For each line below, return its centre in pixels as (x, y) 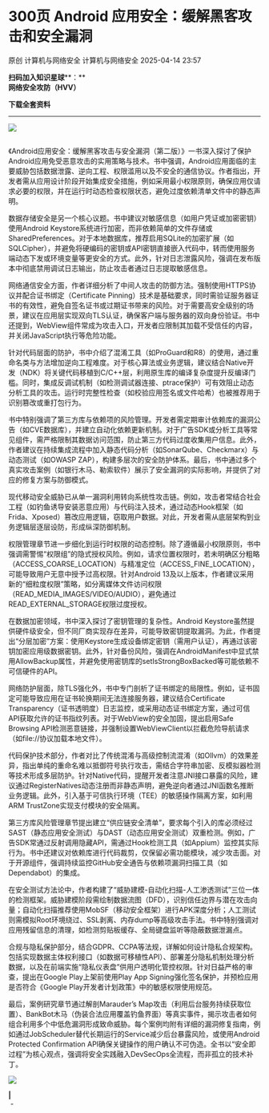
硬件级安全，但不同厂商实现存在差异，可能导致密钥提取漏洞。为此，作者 (134, 631)
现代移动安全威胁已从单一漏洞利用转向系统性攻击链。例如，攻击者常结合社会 (134, 496)
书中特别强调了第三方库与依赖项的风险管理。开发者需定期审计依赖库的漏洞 (131, 419)
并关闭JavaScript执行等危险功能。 (65, 335)
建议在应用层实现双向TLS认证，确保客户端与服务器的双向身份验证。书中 (141, 315)
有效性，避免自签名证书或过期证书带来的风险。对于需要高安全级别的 (134, 305)
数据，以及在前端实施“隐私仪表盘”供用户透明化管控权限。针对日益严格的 (127, 966)
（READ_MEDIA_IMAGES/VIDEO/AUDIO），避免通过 (92, 593)
